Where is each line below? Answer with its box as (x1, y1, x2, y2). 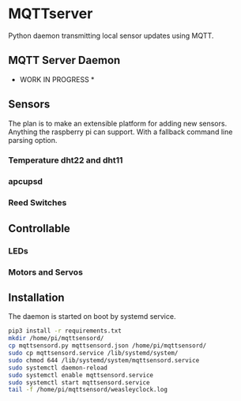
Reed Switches (8, 197, 67, 208)
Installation (8, 290, 65, 304)
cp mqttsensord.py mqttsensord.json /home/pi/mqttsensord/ (8, 342, 207, 350)
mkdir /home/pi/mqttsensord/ (8, 335, 104, 343)
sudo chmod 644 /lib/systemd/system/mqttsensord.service (8, 356, 200, 364)
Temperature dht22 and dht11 (8, 155, 123, 166)
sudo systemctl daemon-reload (8, 364, 108, 372)
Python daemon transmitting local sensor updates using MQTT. (8, 31, 214, 40)
